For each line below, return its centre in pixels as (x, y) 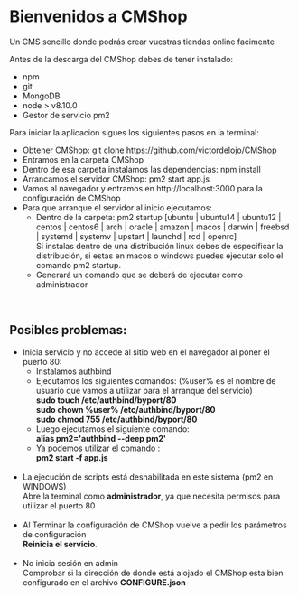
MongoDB (41, 96)
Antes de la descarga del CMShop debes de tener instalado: (121, 59)
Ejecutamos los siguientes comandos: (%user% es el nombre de (156, 380)
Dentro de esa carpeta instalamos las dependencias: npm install (142, 169)
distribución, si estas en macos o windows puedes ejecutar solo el (159, 256)
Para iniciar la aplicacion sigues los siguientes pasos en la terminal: (134, 132)
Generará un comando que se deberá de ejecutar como (140, 275)
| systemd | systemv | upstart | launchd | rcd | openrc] (136, 236)
